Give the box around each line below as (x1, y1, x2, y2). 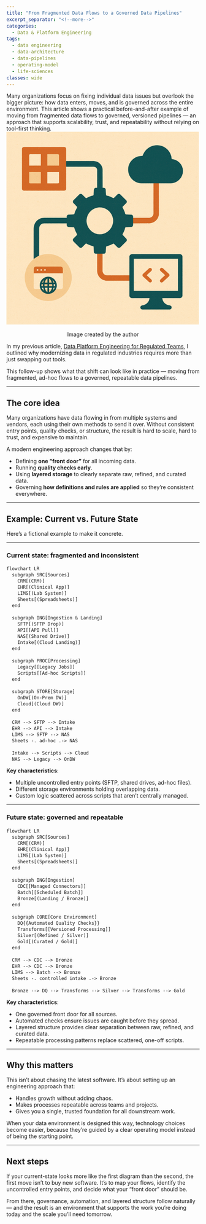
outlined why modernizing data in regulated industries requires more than (6, 349, 192, 356)
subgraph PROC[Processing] (12, 658, 81, 664)
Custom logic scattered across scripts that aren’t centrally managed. (15, 792, 189, 799)
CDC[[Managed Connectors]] (17, 883, 86, 889)
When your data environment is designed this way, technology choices (6, 1120, 186, 1127)
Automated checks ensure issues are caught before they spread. (15, 1017, 180, 1024)
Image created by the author (67, 331, 139, 338)
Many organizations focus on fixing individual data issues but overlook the (6, 92, 194, 100)
